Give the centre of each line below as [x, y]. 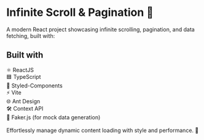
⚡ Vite [14, 92]
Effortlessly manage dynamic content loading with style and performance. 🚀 [103, 130]
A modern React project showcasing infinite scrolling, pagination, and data [100, 29]
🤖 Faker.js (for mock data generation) [53, 117]
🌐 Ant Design [23, 101]
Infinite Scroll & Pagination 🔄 [80, 13]
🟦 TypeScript [24, 76]
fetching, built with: [31, 35]
